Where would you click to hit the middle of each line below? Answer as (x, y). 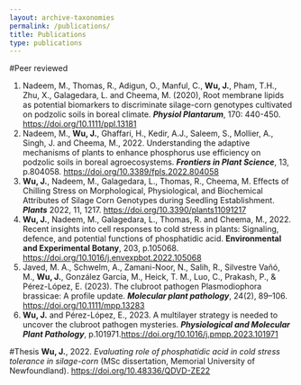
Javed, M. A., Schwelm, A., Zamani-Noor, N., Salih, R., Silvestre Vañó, (151, 267)
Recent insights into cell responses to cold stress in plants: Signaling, (150, 229)
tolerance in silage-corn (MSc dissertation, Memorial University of (132, 362)
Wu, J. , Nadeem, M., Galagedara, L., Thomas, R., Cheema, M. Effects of (156, 182)
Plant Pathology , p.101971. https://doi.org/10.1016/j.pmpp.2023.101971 (150, 335)
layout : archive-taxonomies (62, 18)
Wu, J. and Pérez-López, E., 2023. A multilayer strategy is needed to (150, 315)
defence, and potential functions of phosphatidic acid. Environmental (152, 238)
